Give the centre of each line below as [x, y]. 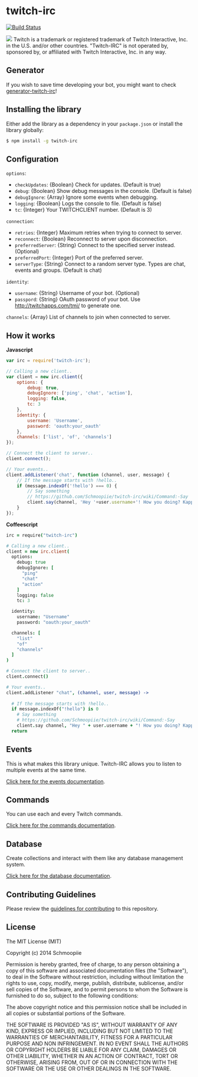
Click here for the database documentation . [59, 876]
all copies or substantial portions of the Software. [66, 1013]
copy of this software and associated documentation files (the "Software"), [97, 970]
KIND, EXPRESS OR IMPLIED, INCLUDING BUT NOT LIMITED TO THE [90, 1031]
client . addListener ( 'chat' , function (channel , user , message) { [88, 475]
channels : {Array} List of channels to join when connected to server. [88, 317]
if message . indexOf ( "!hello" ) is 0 [55, 709]
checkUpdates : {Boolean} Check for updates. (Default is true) [88, 185]
